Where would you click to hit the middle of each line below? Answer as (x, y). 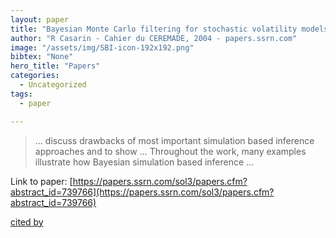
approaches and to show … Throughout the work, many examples (170, 151)
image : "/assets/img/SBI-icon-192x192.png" (102, 47)
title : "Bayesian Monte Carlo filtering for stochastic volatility (154, 29)
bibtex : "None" (42, 57)
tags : (21, 94)
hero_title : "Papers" (55, 66)
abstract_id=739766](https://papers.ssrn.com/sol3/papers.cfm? (142, 192)
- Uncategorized (53, 85)
